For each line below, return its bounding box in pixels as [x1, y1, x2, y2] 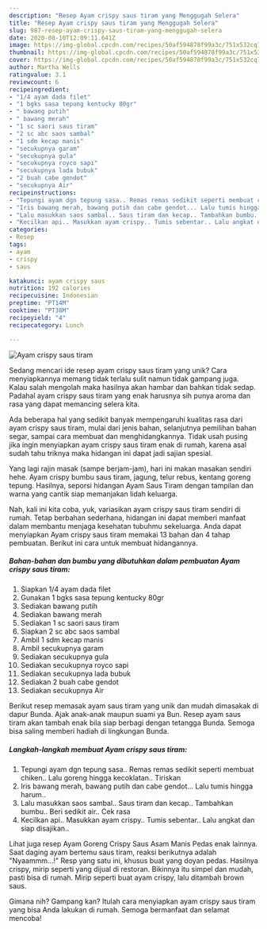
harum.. [20, 790, 46, 800]
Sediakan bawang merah [20, 610, 102, 619]
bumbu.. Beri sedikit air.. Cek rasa [20, 807, 131, 816]
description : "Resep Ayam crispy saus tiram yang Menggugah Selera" [9, 11, 240, 20]
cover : [9, 56, 31, 64]
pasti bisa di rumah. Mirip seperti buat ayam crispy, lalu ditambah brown [9, 873, 245, 882]
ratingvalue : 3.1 [9, 71, 67, 79]
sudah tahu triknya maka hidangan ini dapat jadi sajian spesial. [9, 448, 213, 457]
